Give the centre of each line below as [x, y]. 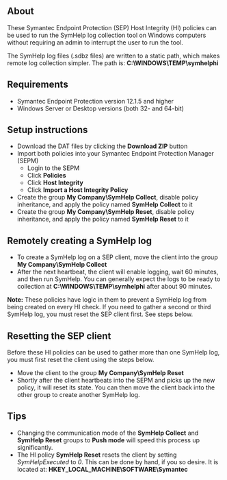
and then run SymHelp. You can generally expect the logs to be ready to [119, 279]
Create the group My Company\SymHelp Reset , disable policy [106, 212]
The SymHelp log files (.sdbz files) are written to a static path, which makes [113, 56]
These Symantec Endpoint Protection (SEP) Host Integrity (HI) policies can [112, 27]
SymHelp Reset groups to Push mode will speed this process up [108, 440]
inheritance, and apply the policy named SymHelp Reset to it [103, 219]
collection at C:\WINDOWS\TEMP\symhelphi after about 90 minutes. [115, 287]
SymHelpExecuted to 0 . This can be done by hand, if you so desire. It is [118, 461]
